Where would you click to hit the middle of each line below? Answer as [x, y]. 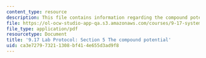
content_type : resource [37, 12]
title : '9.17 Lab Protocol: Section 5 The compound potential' [89, 40]
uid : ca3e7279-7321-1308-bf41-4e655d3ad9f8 [63, 46]
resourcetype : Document [37, 34]
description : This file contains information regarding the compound [97, 18]
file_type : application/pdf [42, 29]
